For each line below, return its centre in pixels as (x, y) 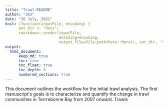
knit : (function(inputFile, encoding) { (48, 24)
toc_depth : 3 (32, 70)
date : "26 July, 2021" (29, 19)
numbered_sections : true (44, 75)
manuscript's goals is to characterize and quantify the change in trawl (77, 94)
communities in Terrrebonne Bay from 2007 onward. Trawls (67, 99)
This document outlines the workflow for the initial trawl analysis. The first (81, 89)
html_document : (25, 51)
